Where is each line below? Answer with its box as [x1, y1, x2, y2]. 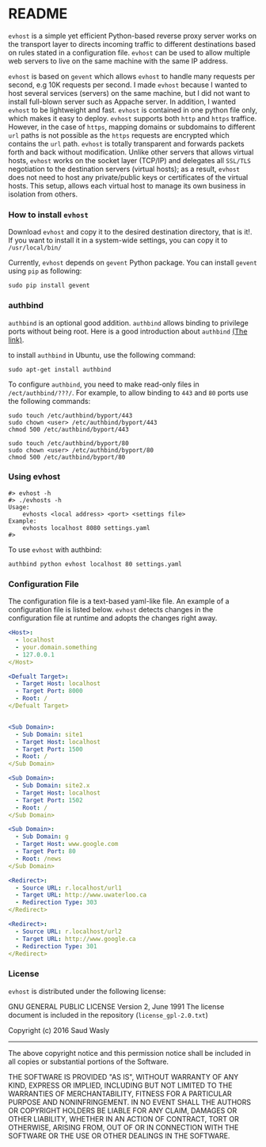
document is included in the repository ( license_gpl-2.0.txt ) [8, 1010, 208, 1019]
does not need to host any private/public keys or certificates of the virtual [8, 172, 249, 182]
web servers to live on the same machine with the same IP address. [8, 56, 228, 66]
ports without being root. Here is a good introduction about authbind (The [8, 326, 248, 336]
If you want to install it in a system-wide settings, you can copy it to [8, 235, 228, 246]
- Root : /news [15, 855, 62, 863]
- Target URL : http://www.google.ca [15, 935, 136, 943]
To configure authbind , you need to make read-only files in [8, 379, 199, 389]
